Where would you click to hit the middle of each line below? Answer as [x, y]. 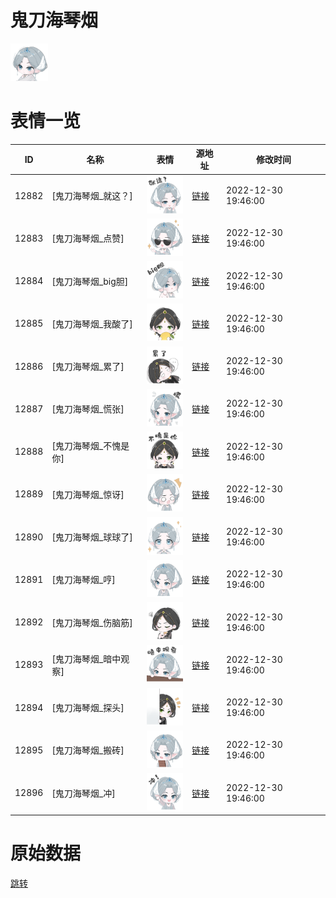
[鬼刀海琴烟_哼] [83, 580]
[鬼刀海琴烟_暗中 [86, 658]
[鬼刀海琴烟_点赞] [88, 238]
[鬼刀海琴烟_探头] [88, 708]
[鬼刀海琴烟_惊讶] [88, 494]
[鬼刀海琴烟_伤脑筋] [92, 622]
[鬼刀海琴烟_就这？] [92, 196]
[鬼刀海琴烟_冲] [83, 793]
